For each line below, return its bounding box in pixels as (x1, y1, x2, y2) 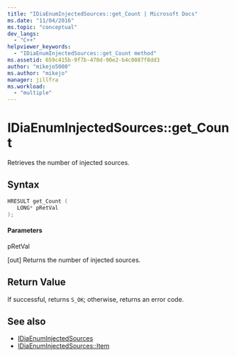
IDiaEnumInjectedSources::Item (17, 341, 110, 351)
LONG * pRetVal (16, 204, 59, 211)
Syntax (7, 178, 40, 191)
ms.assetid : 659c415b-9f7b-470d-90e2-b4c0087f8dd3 (7, 57, 160, 64)
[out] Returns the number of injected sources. (7, 256, 141, 264)
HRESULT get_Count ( (7, 198, 69, 205)
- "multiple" (13, 89, 52, 96)
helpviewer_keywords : (7, 43, 72, 50)
